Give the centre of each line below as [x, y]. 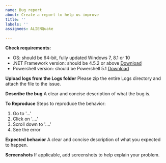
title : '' [16, 19]
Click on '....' [25, 119]
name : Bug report [24, 10]
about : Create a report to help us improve [52, 15]
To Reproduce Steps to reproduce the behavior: [56, 104]
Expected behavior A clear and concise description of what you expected [83, 140]
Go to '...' [22, 114]
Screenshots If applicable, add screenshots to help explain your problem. [82, 155]
